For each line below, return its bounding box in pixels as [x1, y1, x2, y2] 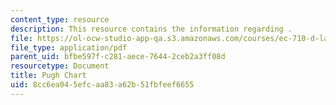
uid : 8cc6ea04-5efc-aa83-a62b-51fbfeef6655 [10, 80, 195, 90]
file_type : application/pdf [10, 42, 128, 53]
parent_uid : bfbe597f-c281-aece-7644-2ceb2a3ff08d [10, 52, 226, 62]
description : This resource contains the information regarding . [10, 24, 293, 34]
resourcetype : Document [10, 61, 110, 71]
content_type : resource [10, 14, 110, 25]
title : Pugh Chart [10, 71, 87, 81]
